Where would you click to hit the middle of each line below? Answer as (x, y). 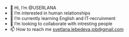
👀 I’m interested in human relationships (50, 13)
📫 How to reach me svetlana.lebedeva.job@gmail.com (67, 29)
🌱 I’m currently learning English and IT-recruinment (63, 18)
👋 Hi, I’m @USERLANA (33, 8)
